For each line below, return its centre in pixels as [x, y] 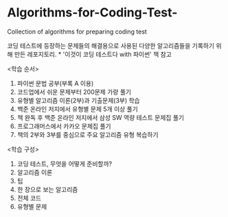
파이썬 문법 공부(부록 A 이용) [55, 83]
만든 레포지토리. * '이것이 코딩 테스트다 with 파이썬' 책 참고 [93, 54]
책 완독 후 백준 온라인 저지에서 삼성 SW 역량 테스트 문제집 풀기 [100, 117]
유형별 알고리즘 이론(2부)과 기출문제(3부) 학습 [78, 100]
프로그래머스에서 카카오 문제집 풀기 [64, 126]
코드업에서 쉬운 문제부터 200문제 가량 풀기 [74, 92]
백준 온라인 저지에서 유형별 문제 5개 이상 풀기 [78, 109]
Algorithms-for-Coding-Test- [92, 13]
